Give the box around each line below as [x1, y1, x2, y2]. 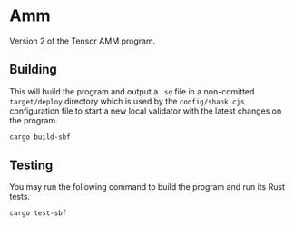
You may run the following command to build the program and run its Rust [9, 182, 286, 192]
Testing [9, 158, 54, 173]
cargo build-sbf [9, 133, 71, 142]
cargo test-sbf [9, 209, 67, 218]
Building [9, 62, 57, 77]
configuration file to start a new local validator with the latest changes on [9, 105, 282, 116]
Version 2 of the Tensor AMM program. [9, 35, 156, 46]
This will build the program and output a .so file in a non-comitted [9, 85, 255, 96]
